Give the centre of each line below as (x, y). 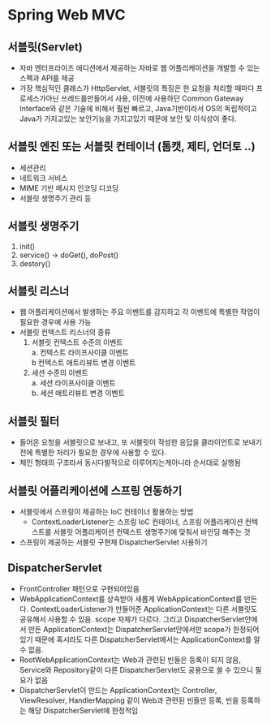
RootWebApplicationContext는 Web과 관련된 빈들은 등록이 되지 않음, (130, 660)
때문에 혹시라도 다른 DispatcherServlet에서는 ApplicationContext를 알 (147, 639)
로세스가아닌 (39, 98)
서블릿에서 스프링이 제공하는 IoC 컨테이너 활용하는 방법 (106, 512)
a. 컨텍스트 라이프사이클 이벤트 (80, 353)
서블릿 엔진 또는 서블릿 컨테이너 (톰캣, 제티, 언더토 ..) (132, 146)
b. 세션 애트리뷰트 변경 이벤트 (78, 393)
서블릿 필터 (34, 421)
